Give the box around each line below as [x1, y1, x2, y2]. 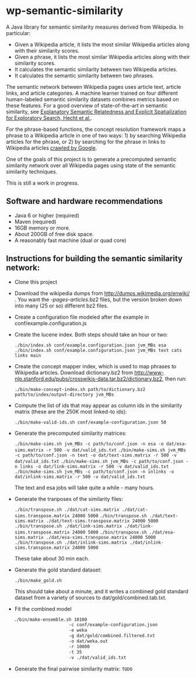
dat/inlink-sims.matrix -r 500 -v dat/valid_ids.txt [14, 473, 146, 480]
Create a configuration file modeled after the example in [14, 313, 149, 320]
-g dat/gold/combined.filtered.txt [68, 633, 156, 639]
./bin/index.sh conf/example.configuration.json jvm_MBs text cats [14, 347, 182, 353]
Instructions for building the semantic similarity [6, 254, 183, 264]
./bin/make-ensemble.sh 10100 [13, 617, 87, 622]
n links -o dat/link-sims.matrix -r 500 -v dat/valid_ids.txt [14, 463, 169, 469]
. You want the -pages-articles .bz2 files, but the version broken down [14, 296, 182, 303]
